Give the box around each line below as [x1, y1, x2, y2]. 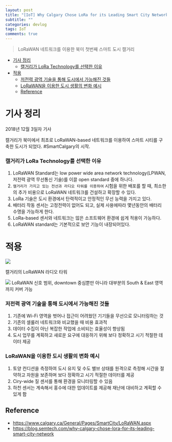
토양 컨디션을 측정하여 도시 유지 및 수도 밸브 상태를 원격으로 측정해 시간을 [12, 365, 159, 371]
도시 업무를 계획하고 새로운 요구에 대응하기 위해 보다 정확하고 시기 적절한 [12, 332, 158, 338]
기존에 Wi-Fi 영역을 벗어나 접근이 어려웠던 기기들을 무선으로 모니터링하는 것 [12, 313, 164, 319]
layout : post [5, 7, 33, 13]
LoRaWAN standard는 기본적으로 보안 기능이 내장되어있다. [12, 221, 131, 227]
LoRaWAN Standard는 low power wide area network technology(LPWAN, [12, 170, 166, 176]
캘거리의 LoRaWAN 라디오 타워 [5, 269, 68, 275]
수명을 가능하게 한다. [12, 208, 54, 215]
